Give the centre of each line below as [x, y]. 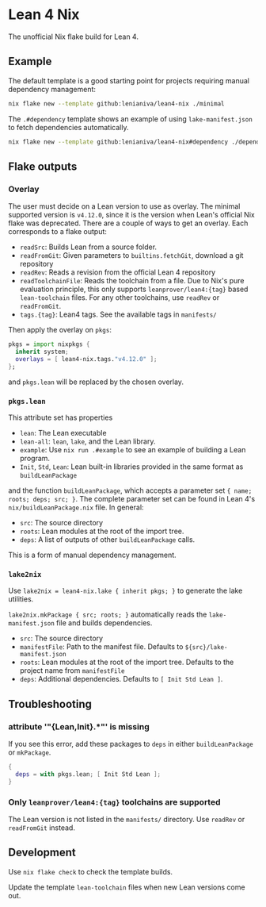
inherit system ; [42, 352]
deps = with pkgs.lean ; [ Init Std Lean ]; [88, 774]
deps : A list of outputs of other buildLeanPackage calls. [107, 539]
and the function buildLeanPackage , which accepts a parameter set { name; [130, 490]
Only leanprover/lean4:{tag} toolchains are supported [114, 801]
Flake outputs [43, 166]
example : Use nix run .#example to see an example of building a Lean [133, 449]
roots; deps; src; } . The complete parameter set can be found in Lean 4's [132, 498]
